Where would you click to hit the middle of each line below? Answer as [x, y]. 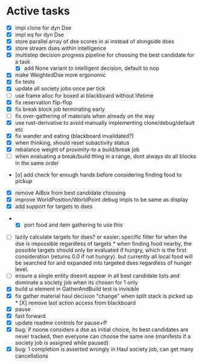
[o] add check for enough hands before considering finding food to [98, 175]
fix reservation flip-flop [43, 102]
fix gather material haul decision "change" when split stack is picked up [104, 296]
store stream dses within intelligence [61, 48]
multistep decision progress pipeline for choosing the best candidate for [105, 55]
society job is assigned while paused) [62, 342]
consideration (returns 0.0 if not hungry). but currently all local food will [104, 257]
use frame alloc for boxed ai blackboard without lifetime [84, 95]
